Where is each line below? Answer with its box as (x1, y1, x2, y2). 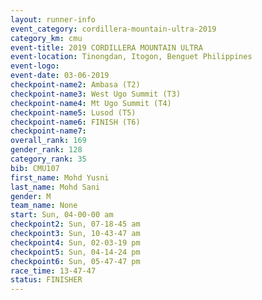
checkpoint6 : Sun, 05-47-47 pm (10, 256, 141, 266)
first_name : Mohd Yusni (10, 172, 110, 183)
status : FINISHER (10, 275, 83, 285)
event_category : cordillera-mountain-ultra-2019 (10, 24, 217, 34)
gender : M (10, 191, 52, 201)
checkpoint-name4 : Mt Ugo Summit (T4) (10, 98, 172, 108)
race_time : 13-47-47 (10, 266, 97, 276)
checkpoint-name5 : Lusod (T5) (10, 107, 137, 118)
